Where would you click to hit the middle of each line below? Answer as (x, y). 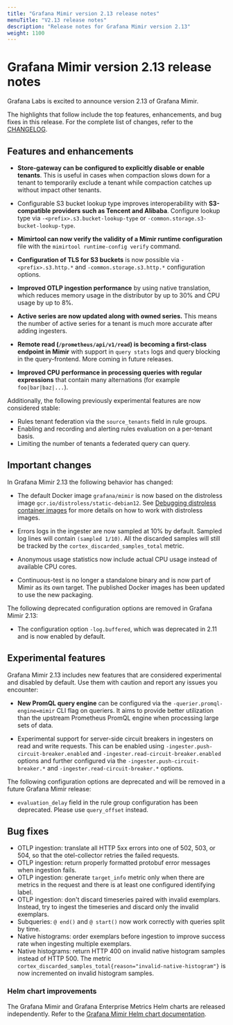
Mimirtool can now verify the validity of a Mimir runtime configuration (120, 239)
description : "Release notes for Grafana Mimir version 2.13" (99, 26)
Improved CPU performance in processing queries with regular (110, 372)
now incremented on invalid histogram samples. (86, 973)
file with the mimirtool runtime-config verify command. (99, 246)
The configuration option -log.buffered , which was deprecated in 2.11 (117, 629)
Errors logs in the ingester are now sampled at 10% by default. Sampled (120, 531)
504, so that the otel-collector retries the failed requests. (98, 855)
